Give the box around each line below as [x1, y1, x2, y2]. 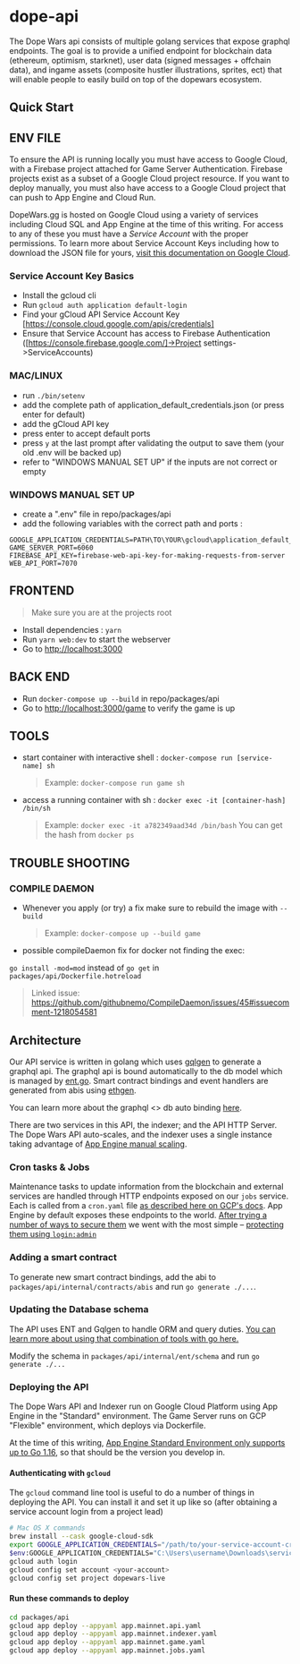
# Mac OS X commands [9, 1523, 87, 1532]
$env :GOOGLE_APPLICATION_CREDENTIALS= [9, 1549, 154, 1557]
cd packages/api [9, 1613, 70, 1622]
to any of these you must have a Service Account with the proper [9, 228, 249, 239]
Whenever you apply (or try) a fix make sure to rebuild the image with [21, 902, 279, 914]
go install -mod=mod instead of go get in [9, 962, 160, 973]
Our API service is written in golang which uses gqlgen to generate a [9, 1056, 262, 1067]
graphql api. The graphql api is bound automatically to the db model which [9, 1065, 283, 1076]
